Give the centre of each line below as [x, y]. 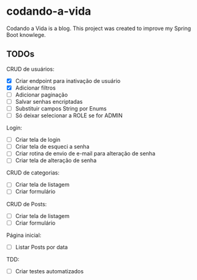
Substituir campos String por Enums [61, 108]
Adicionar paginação [41, 95]
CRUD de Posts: [27, 204]
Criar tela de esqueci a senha [52, 147]
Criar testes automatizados [49, 271]
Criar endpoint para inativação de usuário [68, 80]
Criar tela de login [38, 140]
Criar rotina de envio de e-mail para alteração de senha [85, 154]
